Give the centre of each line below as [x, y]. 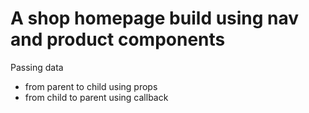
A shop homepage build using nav [155, 18]
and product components [118, 39]
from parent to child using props [91, 86]
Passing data [37, 67]
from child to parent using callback [96, 97]
